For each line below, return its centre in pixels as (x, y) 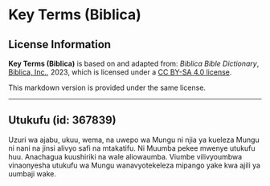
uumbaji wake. (32, 173)
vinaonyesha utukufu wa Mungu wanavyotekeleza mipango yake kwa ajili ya (135, 165)
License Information (59, 44)
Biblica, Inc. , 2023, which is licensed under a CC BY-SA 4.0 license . (120, 72)
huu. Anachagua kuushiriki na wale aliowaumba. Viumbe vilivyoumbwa (125, 156)
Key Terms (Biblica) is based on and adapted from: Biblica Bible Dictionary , (134, 63)
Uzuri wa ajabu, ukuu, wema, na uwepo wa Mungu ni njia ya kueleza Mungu (134, 139)
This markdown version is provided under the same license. (107, 87)
